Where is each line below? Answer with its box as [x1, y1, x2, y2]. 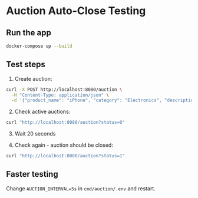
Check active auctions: [14, 108, 71, 115]
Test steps [6, 60, 46, 70]
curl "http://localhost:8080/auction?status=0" [6, 120, 126, 126]
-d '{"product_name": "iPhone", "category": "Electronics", [11, 97, 162, 104]
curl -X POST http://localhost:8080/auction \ [6, 87, 123, 93]
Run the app [6, 28, 51, 38]
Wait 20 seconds [14, 130, 56, 137]
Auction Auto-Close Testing [6, 4, 146, 18]
